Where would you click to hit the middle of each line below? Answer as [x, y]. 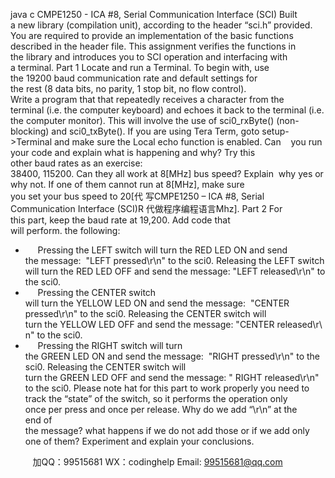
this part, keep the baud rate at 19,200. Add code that [120, 220]
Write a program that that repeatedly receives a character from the [147, 99]
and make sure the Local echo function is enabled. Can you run [188, 142]
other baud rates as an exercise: [76, 163]
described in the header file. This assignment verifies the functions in [153, 46]
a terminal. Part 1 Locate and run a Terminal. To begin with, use [140, 67]
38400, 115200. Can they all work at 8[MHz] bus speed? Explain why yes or [167, 173]
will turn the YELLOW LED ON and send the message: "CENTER [157, 303]
